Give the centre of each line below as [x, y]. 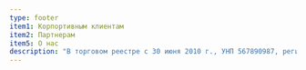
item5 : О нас [34, 43]
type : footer [34, 18]
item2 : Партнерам [42, 35]
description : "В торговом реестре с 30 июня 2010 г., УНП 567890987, [144, 52]
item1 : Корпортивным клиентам [67, 26]
